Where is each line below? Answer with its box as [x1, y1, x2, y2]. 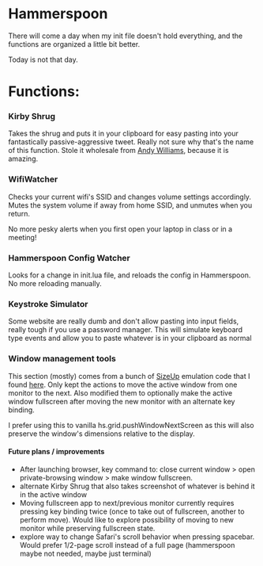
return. [8, 208, 30, 218]
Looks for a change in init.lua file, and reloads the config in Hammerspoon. [8, 270, 251, 280]
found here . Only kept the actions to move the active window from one [8, 380, 238, 389]
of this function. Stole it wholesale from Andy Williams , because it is [8, 146, 229, 155]
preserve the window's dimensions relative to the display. [8, 429, 195, 438]
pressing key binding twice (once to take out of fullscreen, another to [19, 507, 245, 516]
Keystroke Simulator [8, 298, 88, 309]
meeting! [8, 232, 37, 242]
